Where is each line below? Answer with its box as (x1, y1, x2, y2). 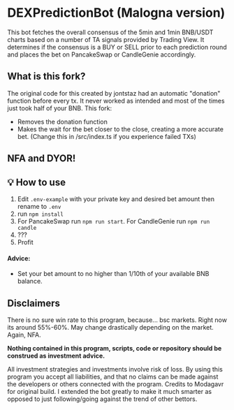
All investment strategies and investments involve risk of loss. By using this (7, 365, 224, 373)
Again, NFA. (7, 330, 41, 339)
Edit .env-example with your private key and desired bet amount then (17, 194, 215, 203)
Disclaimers (7, 297, 61, 309)
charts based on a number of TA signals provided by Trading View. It (7, 35, 205, 43)
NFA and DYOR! (7, 152, 76, 165)
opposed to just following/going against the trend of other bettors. (7, 395, 198, 403)
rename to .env (17, 202, 61, 210)
